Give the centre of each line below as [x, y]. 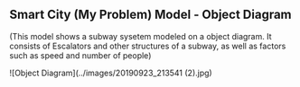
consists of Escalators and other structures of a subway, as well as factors [148, 46]
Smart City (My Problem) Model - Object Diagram [150, 15]
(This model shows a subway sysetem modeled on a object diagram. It [141, 36]
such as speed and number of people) [80, 55]
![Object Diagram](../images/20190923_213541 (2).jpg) [111, 73]
